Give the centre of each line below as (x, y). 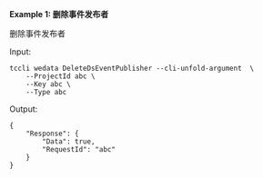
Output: (24, 109)
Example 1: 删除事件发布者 (59, 14)
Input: (20, 52)
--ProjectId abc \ (61, 76)
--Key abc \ (48, 84)
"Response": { (52, 133)
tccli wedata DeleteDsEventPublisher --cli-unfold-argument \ (132, 68)
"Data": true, (69, 142)
